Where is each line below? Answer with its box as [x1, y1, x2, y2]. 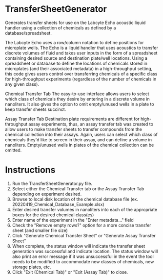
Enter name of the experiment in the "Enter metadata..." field [12, 217, 134, 223]
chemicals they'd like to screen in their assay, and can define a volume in [5, 136, 152, 143]
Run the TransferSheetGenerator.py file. [12, 180, 93, 186]
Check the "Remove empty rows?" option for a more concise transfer [12, 222, 151, 228]
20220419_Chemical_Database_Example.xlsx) [12, 201, 104, 207]
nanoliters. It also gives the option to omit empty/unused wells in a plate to [5, 101, 155, 107]
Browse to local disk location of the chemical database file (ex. [12, 196, 138, 202]
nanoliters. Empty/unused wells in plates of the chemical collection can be [5, 142, 154, 148]
